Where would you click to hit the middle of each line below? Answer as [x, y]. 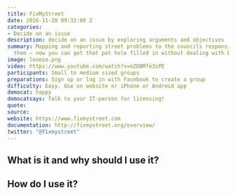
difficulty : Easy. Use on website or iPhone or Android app [97, 86]
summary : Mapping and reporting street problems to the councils [105, 46]
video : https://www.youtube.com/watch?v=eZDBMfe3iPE [86, 66]
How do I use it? [43, 184]
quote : [17, 106]
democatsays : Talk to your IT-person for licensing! [86, 99]
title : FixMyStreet [36, 14]
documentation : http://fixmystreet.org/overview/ [81, 125]
